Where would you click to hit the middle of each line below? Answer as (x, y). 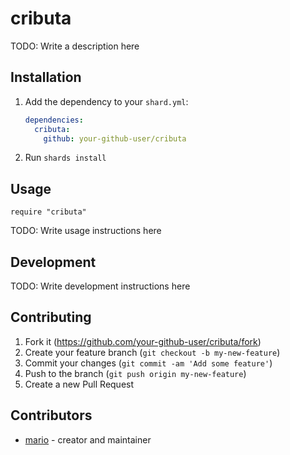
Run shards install (65, 158)
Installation (46, 77)
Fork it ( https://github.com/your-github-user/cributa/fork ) (143, 341)
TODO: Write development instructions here (100, 286)
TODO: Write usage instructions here (86, 231)
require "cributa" (48, 212)
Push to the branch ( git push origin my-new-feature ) (135, 373)
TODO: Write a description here (75, 46)
